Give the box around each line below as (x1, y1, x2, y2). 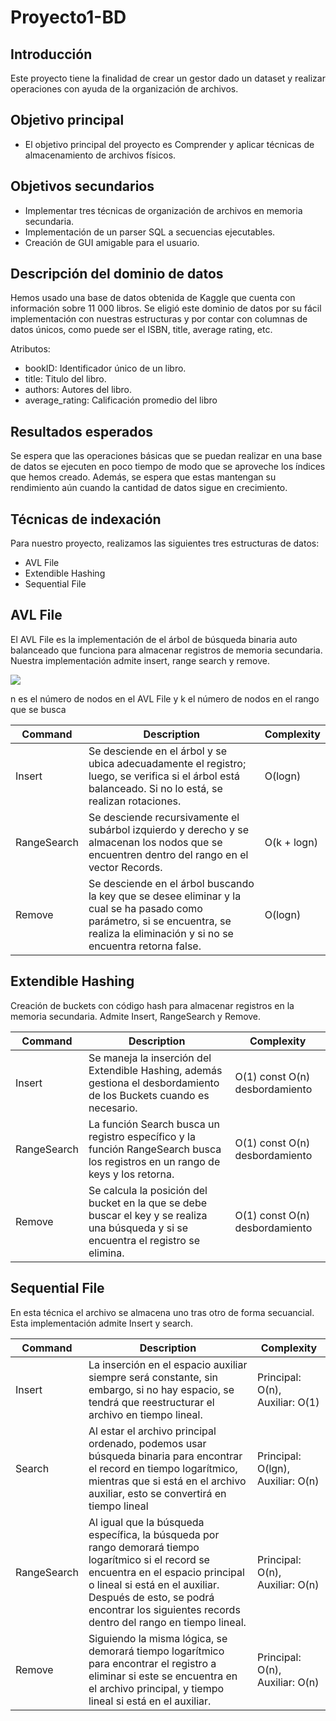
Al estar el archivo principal (88, 1424, 217, 1438)
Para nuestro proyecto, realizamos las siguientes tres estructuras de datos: (10, 537, 320, 550)
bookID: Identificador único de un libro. (24, 362, 187, 375)
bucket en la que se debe (88, 1196, 208, 1210)
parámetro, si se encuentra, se (88, 914, 232, 928)
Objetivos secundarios (10, 178, 155, 195)
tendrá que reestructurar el (88, 1395, 215, 1409)
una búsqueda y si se (88, 1221, 189, 1235)
